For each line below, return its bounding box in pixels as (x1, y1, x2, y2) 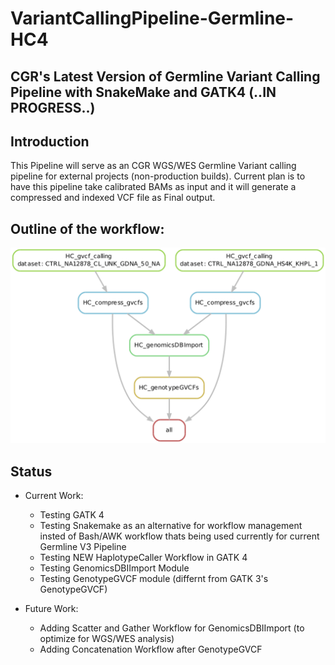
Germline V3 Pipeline (39, 541, 127, 553)
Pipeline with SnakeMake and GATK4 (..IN (10, 83, 277, 101)
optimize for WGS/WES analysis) (39, 633, 175, 645)
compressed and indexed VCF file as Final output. (10, 192, 216, 204)
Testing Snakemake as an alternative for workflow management (39, 520, 303, 532)
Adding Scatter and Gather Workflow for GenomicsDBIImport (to (39, 622, 305, 634)
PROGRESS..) (10, 99, 96, 116)
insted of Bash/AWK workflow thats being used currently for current (39, 530, 320, 542)
